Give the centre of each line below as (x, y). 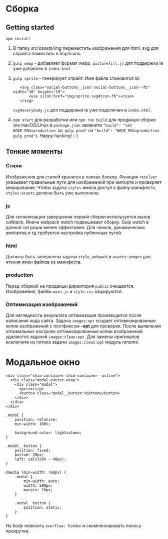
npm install (18, 39)
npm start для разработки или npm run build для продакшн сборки (84, 120)
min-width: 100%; (33, 424)
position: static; (43, 507)
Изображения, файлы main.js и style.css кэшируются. (64, 291)
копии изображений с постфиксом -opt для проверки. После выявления (83, 326)
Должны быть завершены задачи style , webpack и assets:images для (78, 257)
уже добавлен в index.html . (42, 69)
